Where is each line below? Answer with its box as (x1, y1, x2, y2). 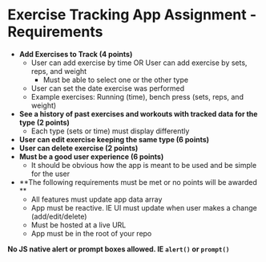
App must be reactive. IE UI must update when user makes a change (30, 203, 257, 212)
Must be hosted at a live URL (30, 219, 127, 230)
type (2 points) (18, 117, 70, 127)
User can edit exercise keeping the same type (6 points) (18, 134, 210, 144)
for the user (30, 169, 71, 178)
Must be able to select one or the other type (42, 75, 189, 84)
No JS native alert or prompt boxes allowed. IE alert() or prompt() (7, 244, 230, 254)
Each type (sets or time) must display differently (30, 126, 190, 136)
